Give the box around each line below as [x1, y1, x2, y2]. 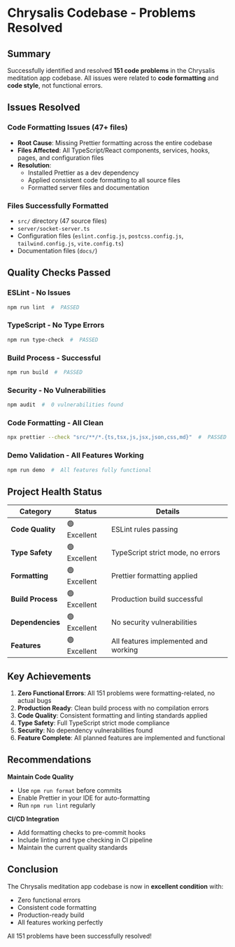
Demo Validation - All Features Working [7, 450, 145, 460]
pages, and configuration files [17, 153, 104, 162]
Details [156, 506, 180, 516]
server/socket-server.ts [17, 225, 90, 232]
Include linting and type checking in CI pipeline [17, 835, 152, 844]
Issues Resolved [7, 102, 80, 114]
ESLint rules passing [111, 524, 178, 534]
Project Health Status [7, 485, 103, 497]
